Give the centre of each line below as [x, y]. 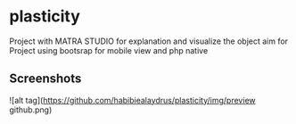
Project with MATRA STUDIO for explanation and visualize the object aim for [148, 41]
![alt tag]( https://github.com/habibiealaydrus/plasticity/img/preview [132, 100]
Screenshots [45, 79]
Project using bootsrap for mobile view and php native [109, 50]
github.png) [31, 110]
